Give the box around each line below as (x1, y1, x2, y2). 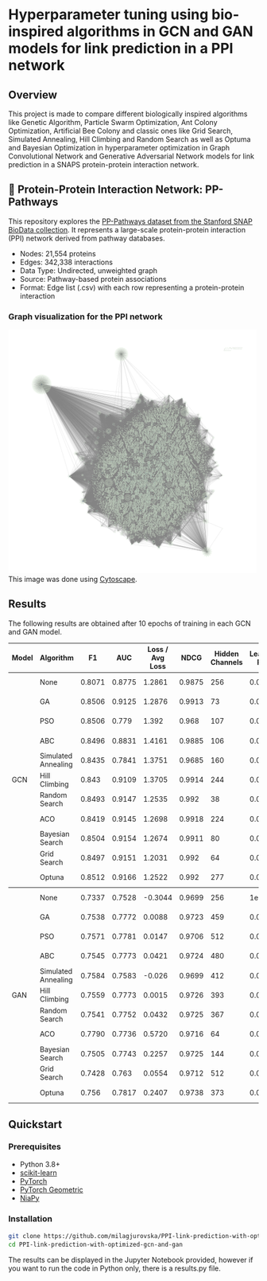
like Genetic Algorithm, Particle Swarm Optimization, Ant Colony (8, 118, 218, 127)
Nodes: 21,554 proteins (19, 248, 97, 258)
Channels (210, 657, 243, 666)
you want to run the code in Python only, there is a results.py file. (8, 1263, 221, 1273)
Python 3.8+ (19, 1159, 61, 1169)
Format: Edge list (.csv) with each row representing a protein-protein (19, 283, 245, 292)
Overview (8, 88, 58, 101)
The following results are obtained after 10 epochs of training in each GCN (8, 619, 252, 628)
